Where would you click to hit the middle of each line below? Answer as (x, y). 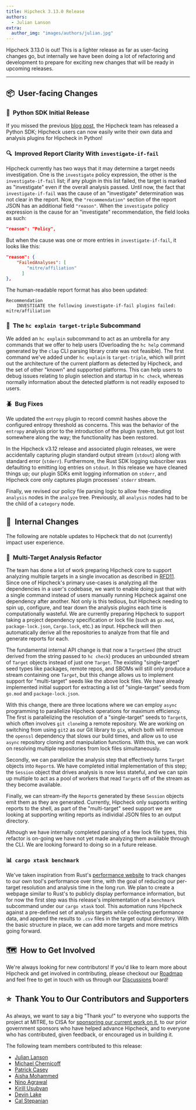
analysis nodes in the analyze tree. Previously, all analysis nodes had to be (97, 497)
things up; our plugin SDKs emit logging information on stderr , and (87, 473)
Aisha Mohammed (36, 1075)
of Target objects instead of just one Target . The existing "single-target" (93, 663)
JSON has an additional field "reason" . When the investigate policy (87, 206)
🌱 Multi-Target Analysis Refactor (54, 557)
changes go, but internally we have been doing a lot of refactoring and (91, 56)
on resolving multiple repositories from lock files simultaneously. (83, 748)
